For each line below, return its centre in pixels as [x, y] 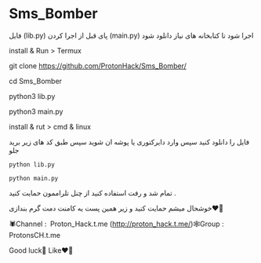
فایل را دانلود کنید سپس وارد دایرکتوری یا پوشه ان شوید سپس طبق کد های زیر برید [129, 141]
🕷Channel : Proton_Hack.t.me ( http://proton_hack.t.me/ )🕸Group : [116, 224]
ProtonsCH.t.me [35, 235]
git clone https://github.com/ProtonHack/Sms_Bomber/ [98, 66]
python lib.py [32, 164]
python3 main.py [36, 111]
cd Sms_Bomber [35, 81]
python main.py [34, 178]
